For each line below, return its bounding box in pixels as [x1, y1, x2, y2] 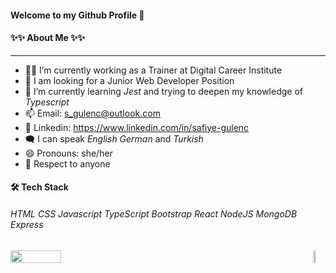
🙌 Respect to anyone [24, 157, 111, 170]
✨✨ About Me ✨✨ [10, 32, 86, 44]
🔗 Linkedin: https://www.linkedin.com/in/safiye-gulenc [24, 121, 250, 133]
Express [10, 218, 44, 230]
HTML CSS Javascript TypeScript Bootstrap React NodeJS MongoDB [10, 207, 298, 220]
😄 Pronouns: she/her [24, 147, 113, 159]
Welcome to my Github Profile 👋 [10, 9, 145, 21]
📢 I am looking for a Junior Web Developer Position [24, 74, 235, 86]
